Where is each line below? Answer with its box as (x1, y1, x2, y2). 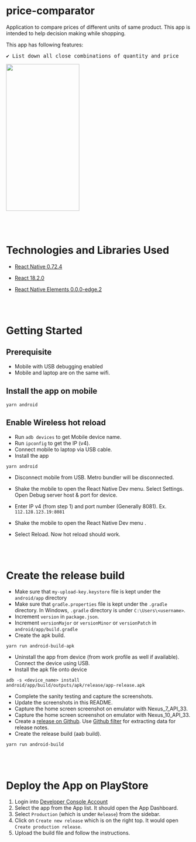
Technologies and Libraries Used (6, 244, 170, 257)
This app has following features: (6, 41, 84, 48)
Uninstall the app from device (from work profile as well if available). (14, 653, 180, 660)
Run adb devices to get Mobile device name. (14, 433, 122, 440)
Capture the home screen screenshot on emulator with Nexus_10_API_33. (14, 712, 191, 719)
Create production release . (14, 823, 82, 830)
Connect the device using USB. (14, 660, 90, 667)
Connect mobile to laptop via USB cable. (14, 445, 112, 453)
